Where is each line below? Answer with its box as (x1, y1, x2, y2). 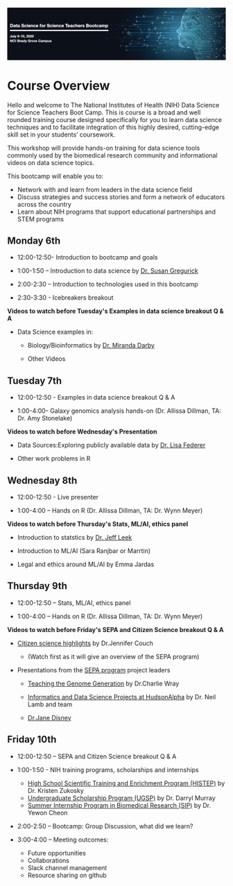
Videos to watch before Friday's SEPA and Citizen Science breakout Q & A (7, 625, 224, 633)
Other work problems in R (17, 454, 91, 463)
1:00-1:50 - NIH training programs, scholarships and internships (17, 765, 199, 774)
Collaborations (27, 856, 69, 864)
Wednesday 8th (7, 475, 78, 486)
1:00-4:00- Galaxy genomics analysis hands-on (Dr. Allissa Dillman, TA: (17, 407, 222, 415)
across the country (17, 200, 71, 208)
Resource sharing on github (27, 871, 107, 879)
